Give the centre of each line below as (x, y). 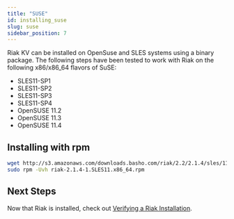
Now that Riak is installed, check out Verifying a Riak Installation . (100, 208)
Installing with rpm (49, 147)
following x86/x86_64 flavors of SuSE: (62, 67)
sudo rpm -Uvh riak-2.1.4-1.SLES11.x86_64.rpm (76, 170)
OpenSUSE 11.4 (39, 125)
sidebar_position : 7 (37, 33)
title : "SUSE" (28, 14)
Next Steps (32, 192)
